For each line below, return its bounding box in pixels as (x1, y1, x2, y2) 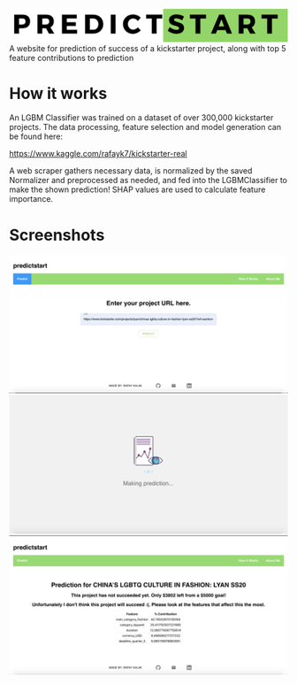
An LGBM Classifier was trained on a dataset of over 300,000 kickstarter (9, 112, 274, 123)
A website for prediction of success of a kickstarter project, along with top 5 (9, 42, 286, 53)
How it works (9, 83, 108, 104)
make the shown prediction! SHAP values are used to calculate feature (9, 184, 266, 195)
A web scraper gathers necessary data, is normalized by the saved (9, 165, 253, 176)
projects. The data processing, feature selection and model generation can (9, 122, 281, 133)
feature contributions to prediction (9, 52, 134, 63)
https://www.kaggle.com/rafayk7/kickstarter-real (9, 149, 187, 159)
